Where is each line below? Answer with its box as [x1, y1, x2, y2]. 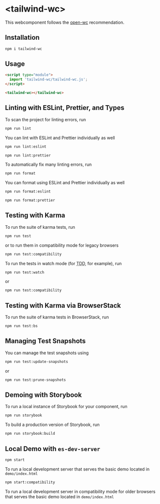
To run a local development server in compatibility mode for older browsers [5, 488, 156, 494]
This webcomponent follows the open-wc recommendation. [5, 19, 125, 25]
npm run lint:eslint [5, 144, 47, 149]
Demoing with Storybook [5, 391, 82, 399]
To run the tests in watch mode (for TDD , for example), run [5, 260, 122, 266]
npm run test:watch [5, 270, 45, 275]
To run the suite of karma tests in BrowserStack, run [5, 314, 109, 320]
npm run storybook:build [5, 431, 55, 436]
